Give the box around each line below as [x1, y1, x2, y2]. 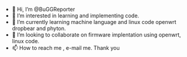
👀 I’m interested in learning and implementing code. [11, 12, 140, 19]
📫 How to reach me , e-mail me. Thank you [11, 44, 120, 51]
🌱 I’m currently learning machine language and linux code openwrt [11, 19, 177, 25]
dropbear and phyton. [11, 25, 66, 32]
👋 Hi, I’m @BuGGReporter [11, 6, 76, 13]
